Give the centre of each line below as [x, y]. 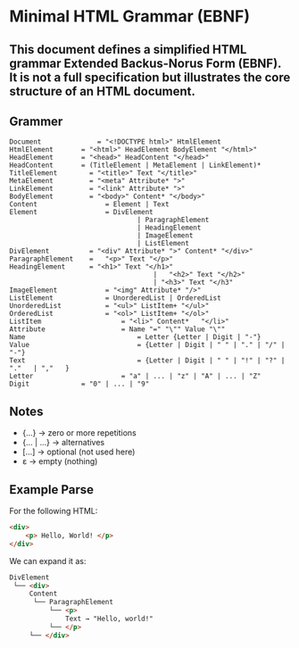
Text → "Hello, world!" [109, 619]
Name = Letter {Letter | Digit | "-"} [135, 337]
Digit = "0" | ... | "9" [79, 384]
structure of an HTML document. [103, 91]
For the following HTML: [54, 511]
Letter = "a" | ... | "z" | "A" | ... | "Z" [135, 377]
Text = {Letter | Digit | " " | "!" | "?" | [147, 361]
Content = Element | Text [89, 204]
